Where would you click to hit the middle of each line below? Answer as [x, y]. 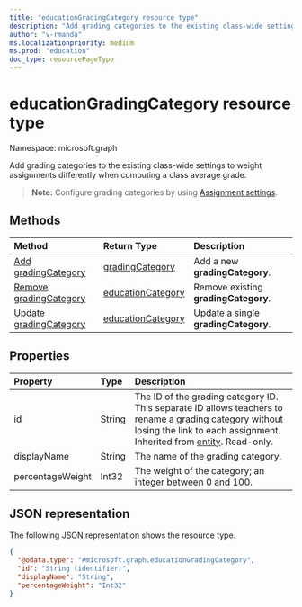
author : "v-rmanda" [46, 34]
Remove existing [228, 287]
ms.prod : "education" [50, 51]
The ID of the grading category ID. [206, 397]
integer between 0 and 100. [194, 482]
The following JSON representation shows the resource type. [123, 535]
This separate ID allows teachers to [209, 407]
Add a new [216, 261]
